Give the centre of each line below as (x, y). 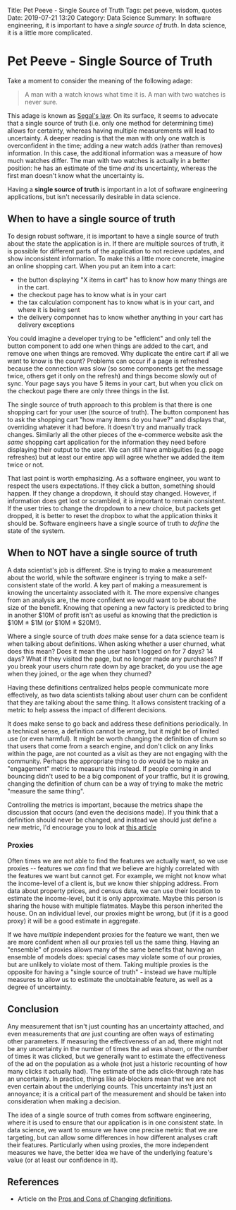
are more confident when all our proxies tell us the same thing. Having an (113, 942)
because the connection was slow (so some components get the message (115, 368)
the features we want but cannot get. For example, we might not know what (117, 875)
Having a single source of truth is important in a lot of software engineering (117, 189)
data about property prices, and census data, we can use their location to (114, 891)
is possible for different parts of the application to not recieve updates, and (116, 251)
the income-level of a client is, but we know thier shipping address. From (113, 883)
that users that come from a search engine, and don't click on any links (110, 746)
